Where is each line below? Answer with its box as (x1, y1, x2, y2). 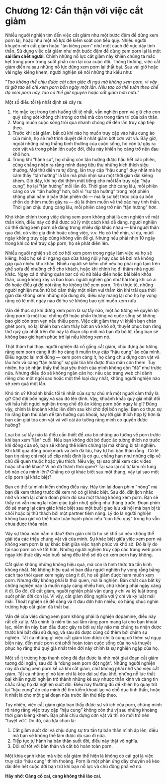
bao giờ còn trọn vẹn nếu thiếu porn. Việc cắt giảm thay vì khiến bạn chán (5, 318, 157, 324)
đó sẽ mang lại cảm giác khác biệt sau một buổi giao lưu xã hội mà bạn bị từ (5, 505, 161, 511)
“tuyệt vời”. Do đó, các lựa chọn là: (5, 717, 76, 723)
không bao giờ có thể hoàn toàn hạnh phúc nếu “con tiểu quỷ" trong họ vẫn (5, 515, 160, 521)
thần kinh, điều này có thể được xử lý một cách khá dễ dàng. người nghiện (5, 219, 157, 225)
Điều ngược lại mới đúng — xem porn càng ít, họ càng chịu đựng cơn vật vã (5, 354, 160, 360)
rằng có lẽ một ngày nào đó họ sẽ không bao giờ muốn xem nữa (5, 297, 136, 304)
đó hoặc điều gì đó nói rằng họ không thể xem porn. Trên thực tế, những (5, 282, 153, 288)
